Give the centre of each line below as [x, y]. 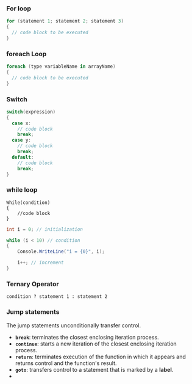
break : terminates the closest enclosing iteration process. [87, 337]
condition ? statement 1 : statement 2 [57, 297]
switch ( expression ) [31, 112]
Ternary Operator [33, 284]
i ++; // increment [41, 263]
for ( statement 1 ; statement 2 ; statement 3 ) [65, 21]
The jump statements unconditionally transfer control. [74, 325]
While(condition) [28, 203]
